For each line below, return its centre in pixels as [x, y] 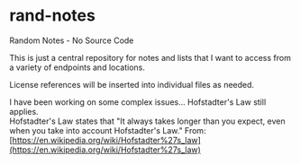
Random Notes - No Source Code [72, 40]
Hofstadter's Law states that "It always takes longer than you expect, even [147, 121]
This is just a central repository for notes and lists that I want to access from [150, 57]
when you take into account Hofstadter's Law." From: [108, 130]
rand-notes [53, 16]
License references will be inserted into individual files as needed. [132, 84]
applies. [24, 111]
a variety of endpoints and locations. [77, 67]
